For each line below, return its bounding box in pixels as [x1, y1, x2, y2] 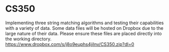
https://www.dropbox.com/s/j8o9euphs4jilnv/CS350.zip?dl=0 [5, 41, 134, 47]
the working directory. [5, 36, 52, 42]
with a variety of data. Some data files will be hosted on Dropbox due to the [5, 25, 164, 31]
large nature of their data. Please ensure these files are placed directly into [5, 30, 162, 36]
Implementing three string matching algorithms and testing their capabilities [5, 20, 164, 26]
